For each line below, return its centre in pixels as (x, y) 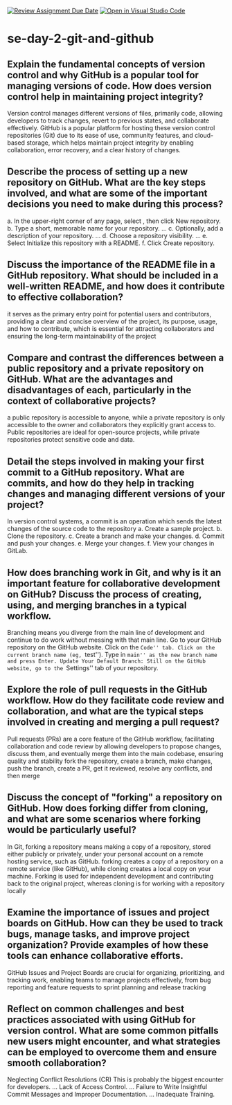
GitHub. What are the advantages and (90, 380)
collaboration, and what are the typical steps (106, 711)
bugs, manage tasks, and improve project (99, 934)
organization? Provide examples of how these (108, 945)
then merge (24, 775)
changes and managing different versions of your (116, 494)
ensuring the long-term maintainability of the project (82, 336)
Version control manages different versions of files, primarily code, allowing (115, 113)
